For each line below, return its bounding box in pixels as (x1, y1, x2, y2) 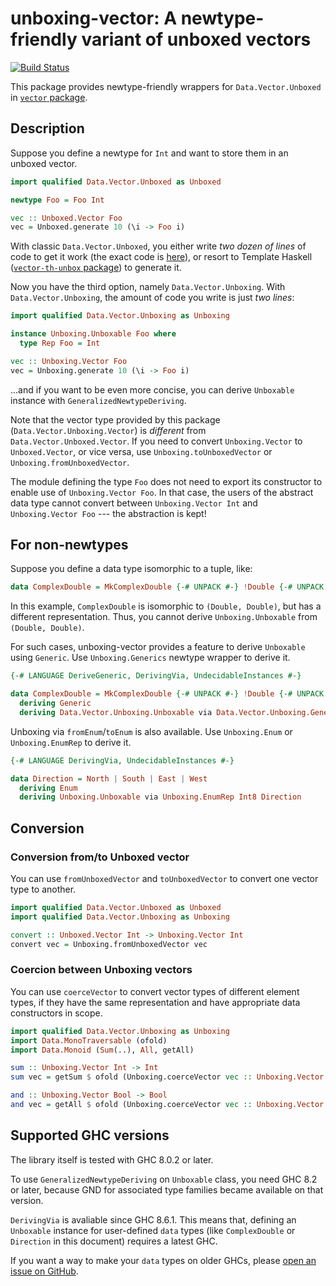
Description (10, 120, 85, 137)
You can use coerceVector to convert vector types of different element (10, 985, 300, 997)
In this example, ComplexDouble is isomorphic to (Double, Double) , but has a (10, 600, 322, 612)
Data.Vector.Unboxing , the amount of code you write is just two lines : (10, 292, 295, 304)
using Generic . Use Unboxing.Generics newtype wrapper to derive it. (10, 652, 291, 664)
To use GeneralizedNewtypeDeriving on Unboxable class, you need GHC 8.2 (10, 1173, 318, 1185)
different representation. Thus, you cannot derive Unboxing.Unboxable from (10, 611, 318, 623)
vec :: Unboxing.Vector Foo (10, 356, 128, 366)
